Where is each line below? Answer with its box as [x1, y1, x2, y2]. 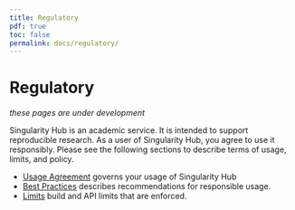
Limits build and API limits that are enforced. [22, 191, 187, 202]
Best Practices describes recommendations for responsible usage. [22, 181, 271, 192]
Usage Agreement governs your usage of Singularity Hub [22, 171, 237, 182]
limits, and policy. [9, 154, 74, 165]
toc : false [9, 30, 51, 39]
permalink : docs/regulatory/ [9, 38, 119, 48]
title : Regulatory [9, 13, 79, 23]
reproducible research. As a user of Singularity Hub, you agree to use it [9, 135, 275, 146]
